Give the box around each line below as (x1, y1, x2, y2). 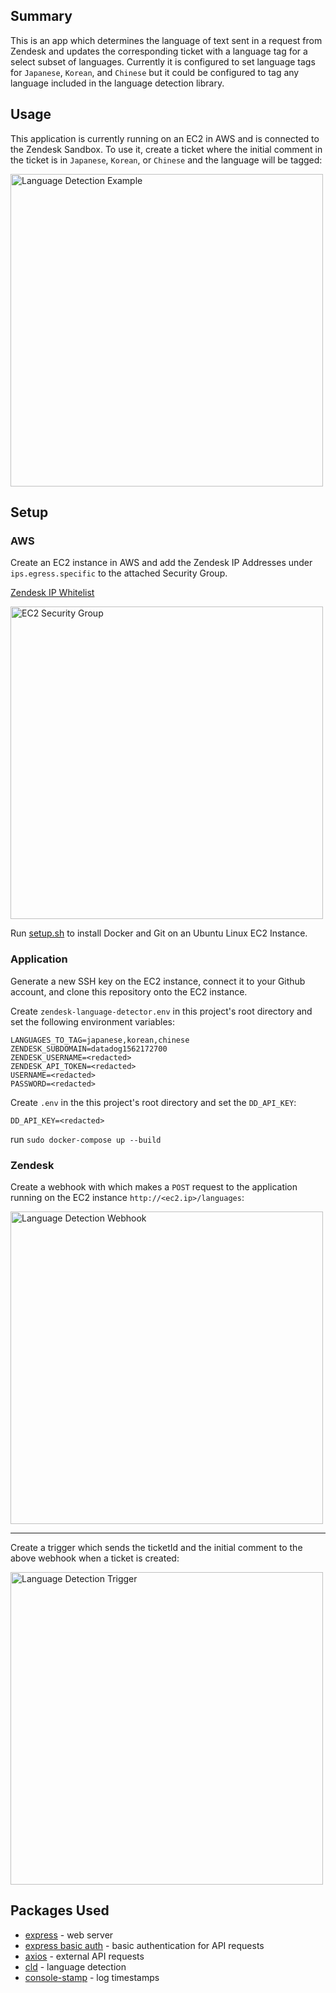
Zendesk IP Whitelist (10, 587, 95, 599)
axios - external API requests (24, 1950, 145, 1962)
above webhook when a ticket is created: (10, 1552, 180, 1564)
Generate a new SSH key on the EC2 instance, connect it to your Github (10, 975, 306, 987)
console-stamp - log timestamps (24, 1971, 160, 1983)
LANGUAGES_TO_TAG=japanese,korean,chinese (10, 1035, 190, 1045)
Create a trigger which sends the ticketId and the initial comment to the (10, 1541, 303, 1553)
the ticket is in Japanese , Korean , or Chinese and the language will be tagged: (10, 154, 323, 166)
